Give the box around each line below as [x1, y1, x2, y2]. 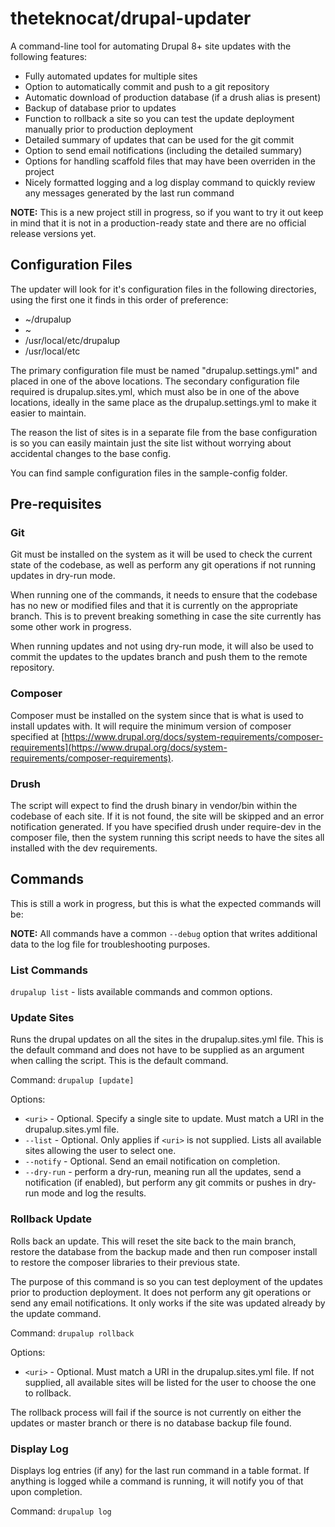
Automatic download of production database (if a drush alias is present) [24, 91, 322, 103]
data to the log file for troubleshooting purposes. [10, 938, 211, 950]
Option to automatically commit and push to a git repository [24, 80, 270, 92]
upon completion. [10, 1486, 83, 1498]
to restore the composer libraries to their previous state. [10, 1256, 241, 1268]
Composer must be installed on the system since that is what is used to [10, 709, 304, 721]
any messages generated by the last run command [24, 187, 235, 199]
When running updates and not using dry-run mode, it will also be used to [10, 640, 314, 652]
